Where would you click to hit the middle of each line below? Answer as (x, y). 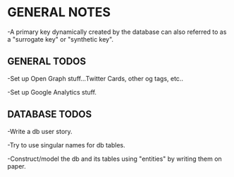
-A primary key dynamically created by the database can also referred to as (117, 32)
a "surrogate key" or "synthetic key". (61, 39)
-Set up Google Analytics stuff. (52, 92)
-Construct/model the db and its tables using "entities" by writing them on (115, 159)
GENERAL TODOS (47, 62)
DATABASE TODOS (50, 115)
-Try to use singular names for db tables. (66, 145)
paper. (17, 166)
